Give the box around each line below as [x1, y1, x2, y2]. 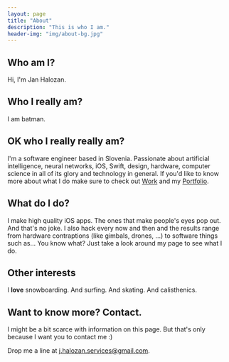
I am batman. [7, 114, 46, 123]
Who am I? [7, 56, 55, 68]
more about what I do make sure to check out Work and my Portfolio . [7, 177, 210, 185]
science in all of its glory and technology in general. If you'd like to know [7, 169, 219, 177]
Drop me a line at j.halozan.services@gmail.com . [7, 346, 151, 355]
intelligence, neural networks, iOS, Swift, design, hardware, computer [7, 161, 211, 170]
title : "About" [7, 17, 53, 24]
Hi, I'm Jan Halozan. [7, 75, 66, 84]
